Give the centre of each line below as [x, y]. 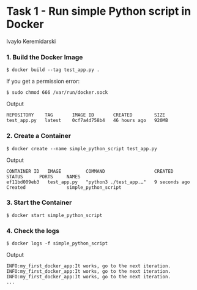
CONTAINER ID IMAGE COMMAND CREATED [90, 171]
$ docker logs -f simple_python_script [57, 243]
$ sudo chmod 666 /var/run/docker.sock [57, 93]
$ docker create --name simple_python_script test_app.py [82, 148]
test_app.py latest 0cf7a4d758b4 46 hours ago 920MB [87, 121]
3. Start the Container [39, 202]
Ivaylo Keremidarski [31, 41]
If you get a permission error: [43, 82]
